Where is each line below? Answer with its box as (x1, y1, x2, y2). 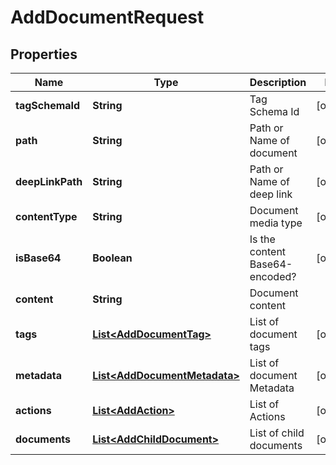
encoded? (249, 270, 297, 283)
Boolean (92, 251, 133, 265)
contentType (15, 210, 78, 223)
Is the (249, 232, 276, 246)
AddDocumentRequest (10, 6, 205, 29)
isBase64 (15, 251, 62, 265)
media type (249, 216, 303, 230)
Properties (10, 46, 78, 63)
